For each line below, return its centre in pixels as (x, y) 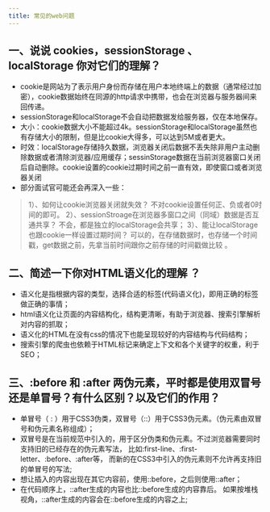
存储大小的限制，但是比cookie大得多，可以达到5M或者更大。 (128, 137)
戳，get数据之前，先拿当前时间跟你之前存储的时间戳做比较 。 (130, 245)
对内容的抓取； (45, 325)
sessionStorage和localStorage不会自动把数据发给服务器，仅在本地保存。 (141, 117)
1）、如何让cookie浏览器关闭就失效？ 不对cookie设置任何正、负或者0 (141, 205)
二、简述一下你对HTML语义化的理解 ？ (105, 273)
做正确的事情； (45, 304)
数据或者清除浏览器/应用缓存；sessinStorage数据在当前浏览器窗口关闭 (144, 157)
